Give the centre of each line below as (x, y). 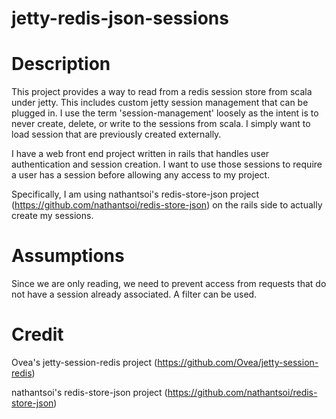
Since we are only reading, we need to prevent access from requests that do (169, 284)
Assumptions (68, 256)
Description (61, 64)
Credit (37, 334)
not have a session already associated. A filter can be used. (134, 294)
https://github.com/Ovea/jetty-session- (238, 362)
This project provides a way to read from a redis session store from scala (162, 92)
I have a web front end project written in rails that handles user (140, 154)
